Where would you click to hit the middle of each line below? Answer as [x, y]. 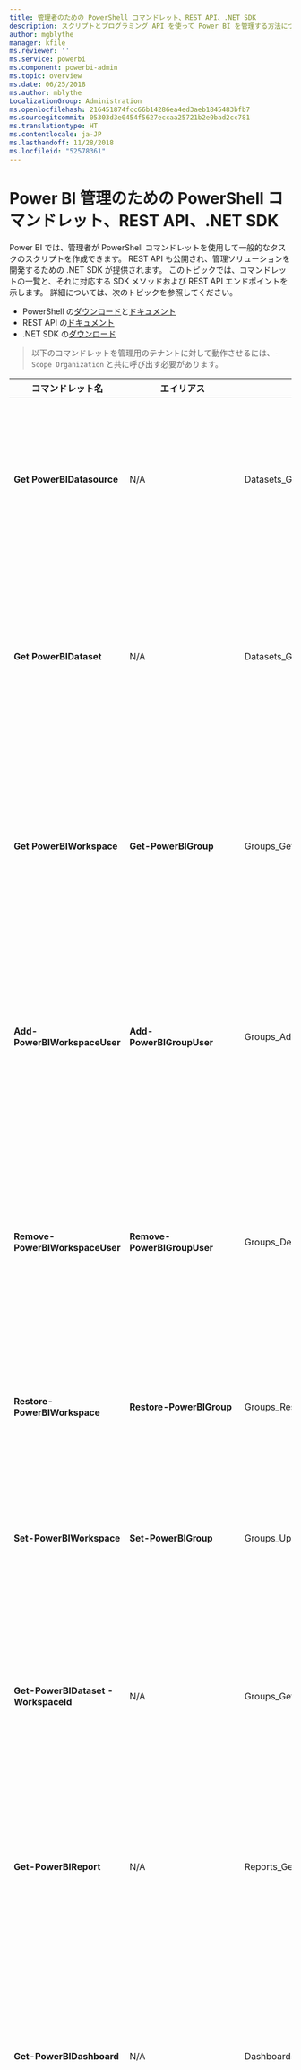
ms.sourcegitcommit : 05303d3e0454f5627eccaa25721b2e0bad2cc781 [130, 118]
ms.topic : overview [46, 76]
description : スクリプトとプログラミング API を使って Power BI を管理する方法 [146, 26]
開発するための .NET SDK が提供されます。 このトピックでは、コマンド [140, 269]
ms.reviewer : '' [39, 51]
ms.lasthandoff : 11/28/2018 [62, 143]
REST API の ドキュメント [68, 322]
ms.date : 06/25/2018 [48, 84]
